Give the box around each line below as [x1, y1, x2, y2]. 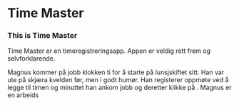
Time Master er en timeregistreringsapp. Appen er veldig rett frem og [7, 46, 211, 55]
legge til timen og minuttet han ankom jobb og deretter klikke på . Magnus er [7, 84, 232, 92]
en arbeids [7, 91, 39, 99]
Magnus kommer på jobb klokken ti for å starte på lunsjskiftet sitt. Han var [7, 68, 225, 76]
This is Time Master [7, 31, 78, 41]
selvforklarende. [7, 54, 56, 63]
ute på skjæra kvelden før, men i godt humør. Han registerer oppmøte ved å [7, 76, 229, 84]
